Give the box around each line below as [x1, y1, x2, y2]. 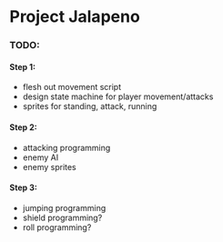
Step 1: [9, 61, 36, 72]
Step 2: [9, 121, 38, 133]
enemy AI [22, 152, 59, 163]
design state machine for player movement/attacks [22, 91, 214, 102]
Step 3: [9, 182, 38, 193]
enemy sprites [22, 161, 77, 172]
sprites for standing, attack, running [22, 101, 157, 112]
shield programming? [22, 212, 103, 223]
